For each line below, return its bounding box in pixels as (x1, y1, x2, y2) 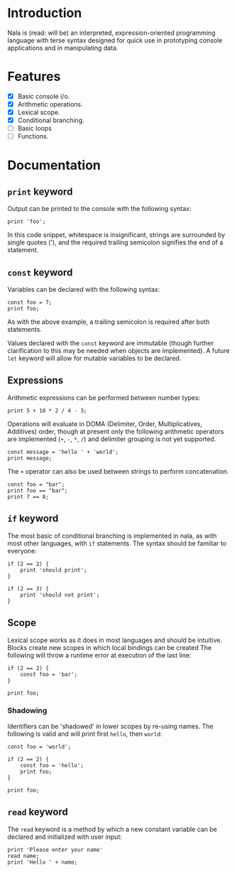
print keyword (7, 185, 73, 197)
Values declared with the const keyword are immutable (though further (7, 339, 214, 347)
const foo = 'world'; (7, 743, 72, 750)
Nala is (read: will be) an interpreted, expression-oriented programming (7, 28, 216, 37)
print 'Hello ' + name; (7, 858, 78, 866)
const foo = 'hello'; (20, 761, 84, 769)
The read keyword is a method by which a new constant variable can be (7, 825, 218, 833)
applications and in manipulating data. (7, 43, 118, 52)
